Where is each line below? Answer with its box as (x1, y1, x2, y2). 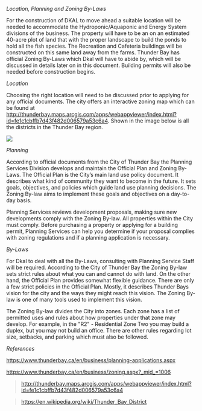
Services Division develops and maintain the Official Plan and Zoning (6, 165, 177, 171)
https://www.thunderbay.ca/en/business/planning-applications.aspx (6, 357, 176, 364)
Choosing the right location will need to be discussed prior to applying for (6, 92, 189, 98)
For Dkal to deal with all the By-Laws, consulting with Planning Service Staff (6, 258, 195, 264)
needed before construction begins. (6, 68, 96, 75)
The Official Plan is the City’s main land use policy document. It (22, 171, 179, 178)
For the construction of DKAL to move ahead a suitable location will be (6, 17, 181, 24)
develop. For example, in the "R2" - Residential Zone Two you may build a (6, 320, 189, 328)
